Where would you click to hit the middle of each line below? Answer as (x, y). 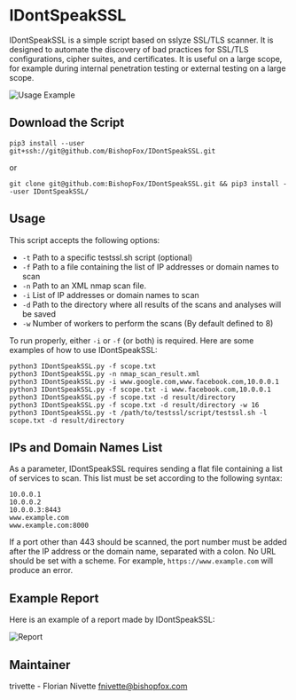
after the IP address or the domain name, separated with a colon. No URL (143, 552)
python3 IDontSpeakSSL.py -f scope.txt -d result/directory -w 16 (134, 405)
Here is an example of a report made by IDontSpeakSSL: (112, 620)
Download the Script (67, 123)
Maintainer (40, 665)
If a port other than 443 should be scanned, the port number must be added (148, 542)
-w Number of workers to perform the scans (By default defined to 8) (148, 323)
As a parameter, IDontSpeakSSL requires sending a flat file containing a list (146, 469)
